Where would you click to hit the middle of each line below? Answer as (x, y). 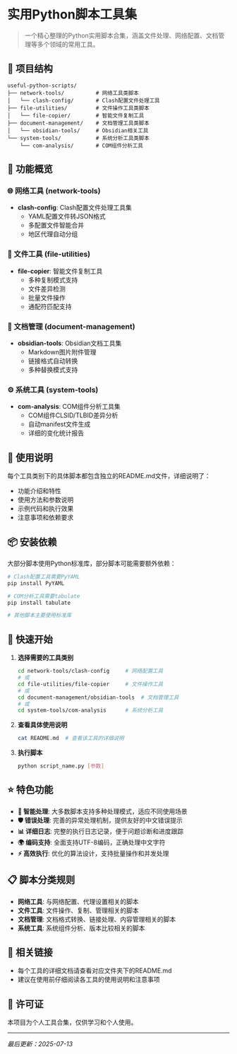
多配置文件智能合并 (56, 225)
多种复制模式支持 (53, 279)
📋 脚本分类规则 (41, 880)
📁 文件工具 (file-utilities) (49, 254)
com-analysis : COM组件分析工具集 (69, 407)
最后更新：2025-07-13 (40, 1044)
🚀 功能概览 (30, 169)
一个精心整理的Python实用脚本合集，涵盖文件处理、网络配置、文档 (121, 35)
